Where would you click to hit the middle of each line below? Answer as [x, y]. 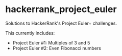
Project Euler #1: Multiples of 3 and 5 [51, 43]
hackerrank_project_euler [61, 9]
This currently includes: [30, 33]
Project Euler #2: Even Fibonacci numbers [57, 48]
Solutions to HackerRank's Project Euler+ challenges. [61, 23]
